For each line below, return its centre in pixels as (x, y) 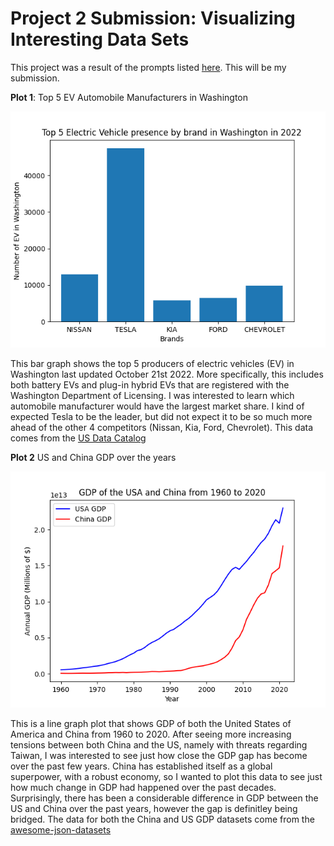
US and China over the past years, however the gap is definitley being (154, 808)
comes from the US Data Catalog (78, 438)
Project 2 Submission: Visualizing (153, 18)
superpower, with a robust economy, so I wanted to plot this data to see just (166, 776)
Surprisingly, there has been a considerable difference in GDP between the (164, 798)
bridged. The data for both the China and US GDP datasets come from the (162, 819)
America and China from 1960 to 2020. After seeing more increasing (151, 734)
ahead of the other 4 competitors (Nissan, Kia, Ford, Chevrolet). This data (162, 427)
